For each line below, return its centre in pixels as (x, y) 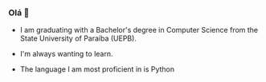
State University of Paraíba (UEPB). (78, 38)
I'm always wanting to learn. (66, 54)
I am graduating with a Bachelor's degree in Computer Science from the (139, 30)
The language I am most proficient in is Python (97, 69)
